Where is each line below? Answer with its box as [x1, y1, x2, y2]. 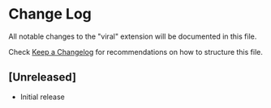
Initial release [19, 92, 65, 102]
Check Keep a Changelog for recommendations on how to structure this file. [8, 47, 264, 56]
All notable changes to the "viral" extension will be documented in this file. [8, 31, 257, 41]
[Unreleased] [8, 70, 77, 85]
